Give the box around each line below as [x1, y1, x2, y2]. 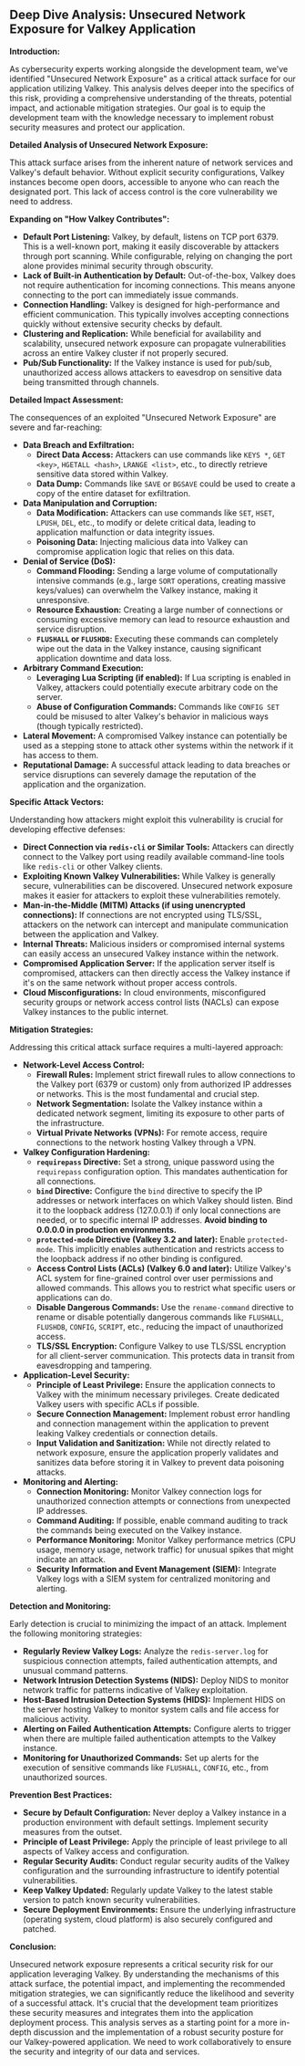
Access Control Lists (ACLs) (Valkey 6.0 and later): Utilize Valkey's [36, 1263, 291, 1274]
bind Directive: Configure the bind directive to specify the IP [36, 1185, 263, 1196]
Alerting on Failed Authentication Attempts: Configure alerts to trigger [22, 1723, 291, 1734]
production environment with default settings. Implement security [22, 1816, 269, 1828]
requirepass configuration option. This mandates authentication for [36, 1165, 289, 1176]
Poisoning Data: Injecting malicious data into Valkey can [36, 536, 249, 547]
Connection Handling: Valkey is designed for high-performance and [22, 298, 280, 309]
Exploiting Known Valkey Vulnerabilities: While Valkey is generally [22, 871, 276, 882]
